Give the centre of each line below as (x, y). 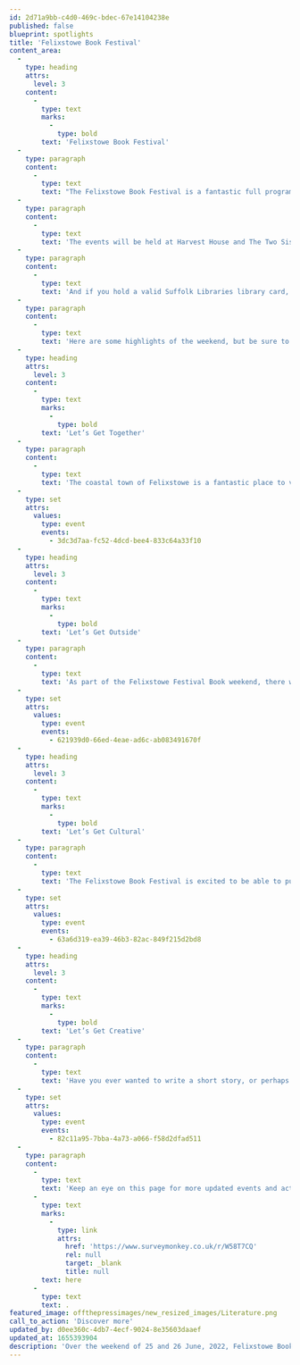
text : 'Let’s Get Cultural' (93, 832)
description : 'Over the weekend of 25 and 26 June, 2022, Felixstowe (142, 1346)
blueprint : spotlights (51, 34)
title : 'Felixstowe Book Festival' (75, 42)
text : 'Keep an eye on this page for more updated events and (159, 1189)
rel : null (83, 1255)
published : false (42, 26)
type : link (77, 1230)
